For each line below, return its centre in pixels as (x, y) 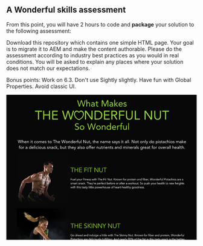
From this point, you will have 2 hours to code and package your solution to (100, 24)
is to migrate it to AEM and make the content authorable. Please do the (94, 49)
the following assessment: (39, 31)
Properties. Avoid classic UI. (41, 86)
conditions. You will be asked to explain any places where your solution (95, 61)
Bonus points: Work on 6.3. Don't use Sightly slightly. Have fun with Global (99, 80)
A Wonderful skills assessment (66, 10)
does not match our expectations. (48, 68)
